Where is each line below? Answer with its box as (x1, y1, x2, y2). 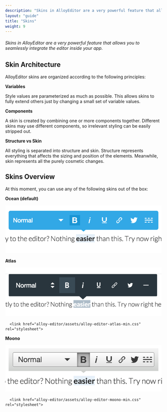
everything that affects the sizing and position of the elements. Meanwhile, (5, 152, 158, 159)
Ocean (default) (5, 195, 39, 201)
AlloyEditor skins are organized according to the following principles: (5, 74, 146, 80)
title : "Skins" (5, 18, 37, 23)
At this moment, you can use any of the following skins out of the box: (5, 186, 148, 192)
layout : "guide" (5, 13, 39, 18)
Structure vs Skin (5, 137, 42, 144)
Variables (5, 83, 26, 89)
